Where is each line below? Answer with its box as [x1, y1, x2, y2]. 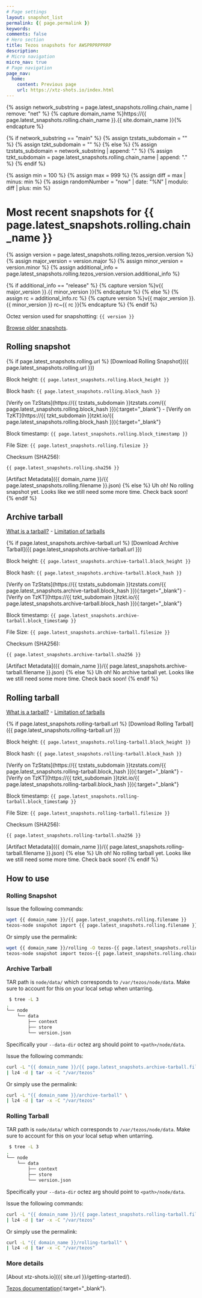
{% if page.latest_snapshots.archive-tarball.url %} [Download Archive [6, 540, 179, 547]
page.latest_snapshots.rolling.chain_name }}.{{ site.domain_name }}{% [6, 116, 182, 123]
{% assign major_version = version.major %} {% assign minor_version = [6, 257, 183, 265]
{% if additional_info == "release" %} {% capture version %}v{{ [6, 281, 164, 289]
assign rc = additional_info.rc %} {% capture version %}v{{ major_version [6, 294, 188, 301]
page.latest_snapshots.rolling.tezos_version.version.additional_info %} [6, 270, 180, 277]
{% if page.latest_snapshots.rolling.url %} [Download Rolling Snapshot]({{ [6, 357, 189, 364]
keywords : [6, 25, 31, 32]
